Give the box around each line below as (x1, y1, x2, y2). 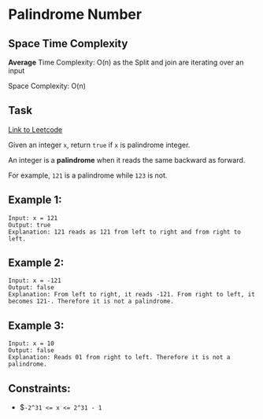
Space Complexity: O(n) (8, 81, 87, 90)
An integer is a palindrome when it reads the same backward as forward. (8, 155, 246, 164)
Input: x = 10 (8, 340, 55, 347)
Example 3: (8, 318, 65, 332)
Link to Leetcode (8, 124, 63, 134)
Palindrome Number (8, 6, 143, 24)
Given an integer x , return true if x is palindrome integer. (8, 140, 191, 149)
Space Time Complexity (8, 37, 128, 50)
